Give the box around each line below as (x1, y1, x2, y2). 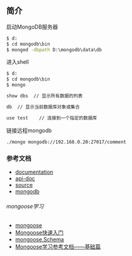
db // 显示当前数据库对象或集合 (6, 104, 80, 110)
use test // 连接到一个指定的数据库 (6, 115, 97, 121)
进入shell (6, 59, 29, 66)
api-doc (15, 174, 35, 182)
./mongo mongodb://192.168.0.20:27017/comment (6, 139, 127, 145)
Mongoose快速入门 (15, 229, 64, 236)
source (15, 181, 33, 188)
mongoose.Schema (15, 236, 64, 243)
